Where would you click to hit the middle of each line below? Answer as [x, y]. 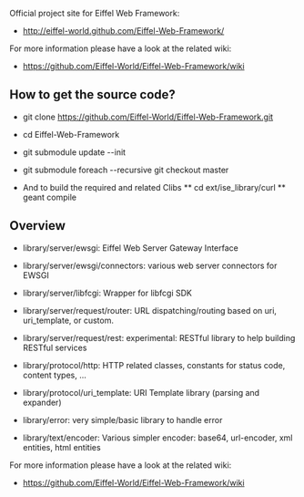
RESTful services [55, 347]
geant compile [50, 197]
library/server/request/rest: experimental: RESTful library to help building [159, 337]
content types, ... [54, 375]
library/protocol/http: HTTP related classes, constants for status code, [154, 365]
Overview [38, 226]
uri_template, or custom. [68, 320]
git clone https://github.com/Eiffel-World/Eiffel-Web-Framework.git [148, 117]
